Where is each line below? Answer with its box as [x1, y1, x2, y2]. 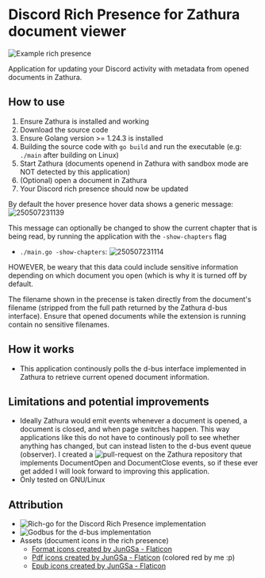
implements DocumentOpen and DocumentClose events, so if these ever [19, 458, 259, 468]
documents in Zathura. [8, 72, 83, 82]
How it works [8, 343, 75, 356]
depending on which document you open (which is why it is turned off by [8, 270, 248, 280]
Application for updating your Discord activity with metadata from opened [8, 63, 250, 73]
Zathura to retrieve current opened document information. [19, 372, 210, 381]
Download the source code [19, 124, 109, 134]
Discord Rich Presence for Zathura [8, 6, 240, 24]
